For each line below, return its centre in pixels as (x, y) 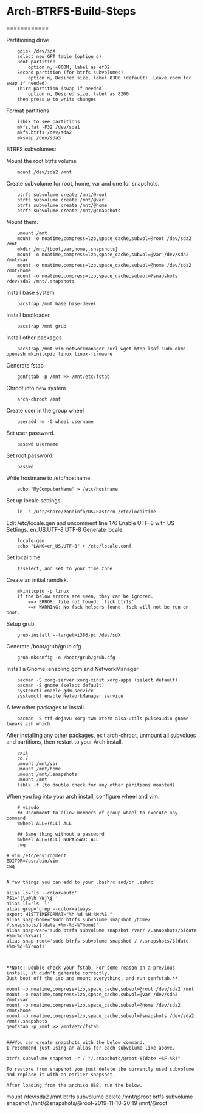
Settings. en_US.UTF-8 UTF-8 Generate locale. (65, 529)
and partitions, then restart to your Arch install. (65, 741)
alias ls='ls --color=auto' (42, 893)
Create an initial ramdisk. (37, 580)
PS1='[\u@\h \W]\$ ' (33, 898)
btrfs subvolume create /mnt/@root (62, 194)
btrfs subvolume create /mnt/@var (61, 200)
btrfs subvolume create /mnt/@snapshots (69, 211)
